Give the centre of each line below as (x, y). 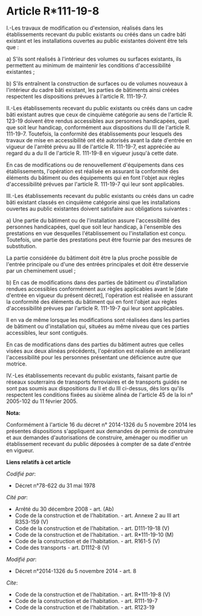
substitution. (22, 246)
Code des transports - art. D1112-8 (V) (62, 547)
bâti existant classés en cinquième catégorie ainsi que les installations (93, 202)
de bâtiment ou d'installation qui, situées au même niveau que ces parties (98, 326)
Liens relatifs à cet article (39, 462)
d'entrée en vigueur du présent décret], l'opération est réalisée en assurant (99, 295)
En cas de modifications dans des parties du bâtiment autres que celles (95, 344)
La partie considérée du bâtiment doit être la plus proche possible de (92, 258)
